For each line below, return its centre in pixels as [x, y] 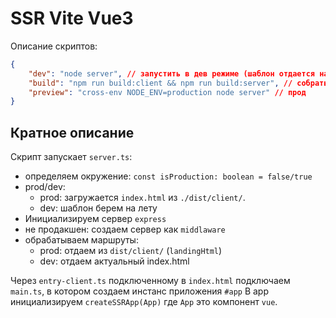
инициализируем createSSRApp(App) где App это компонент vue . [144, 302]
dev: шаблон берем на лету [98, 208]
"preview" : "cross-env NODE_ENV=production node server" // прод [167, 92]
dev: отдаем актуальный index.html [114, 261]
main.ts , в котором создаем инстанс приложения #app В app [139, 291]
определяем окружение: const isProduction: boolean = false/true [168, 176]
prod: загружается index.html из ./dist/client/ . [142, 198]
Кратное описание [72, 132]
